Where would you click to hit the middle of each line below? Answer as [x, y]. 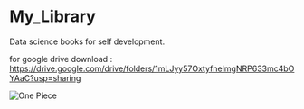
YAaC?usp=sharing [45, 77]
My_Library [53, 17]
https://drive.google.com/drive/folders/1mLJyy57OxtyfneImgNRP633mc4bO [152, 68]
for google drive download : [61, 59]
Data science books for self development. [87, 41]
